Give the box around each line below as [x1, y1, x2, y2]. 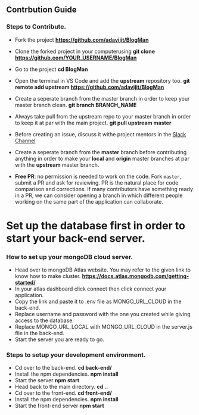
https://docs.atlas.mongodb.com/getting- [82, 273, 189, 280]
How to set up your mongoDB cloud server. [6, 252, 133, 261]
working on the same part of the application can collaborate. [14, 198, 164, 205]
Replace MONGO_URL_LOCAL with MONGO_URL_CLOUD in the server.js [14, 323, 192, 330]
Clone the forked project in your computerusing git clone [14, 48, 155, 55]
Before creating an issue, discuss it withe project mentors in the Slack [14, 130, 186, 138]
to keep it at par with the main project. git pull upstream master [14, 119, 172, 126]
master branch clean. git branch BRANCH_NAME [14, 101, 137, 108]
